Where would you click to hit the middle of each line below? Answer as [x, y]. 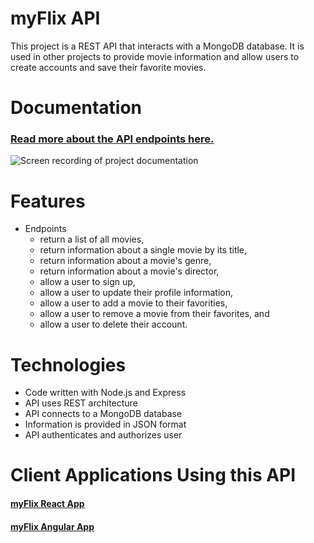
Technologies [68, 364]
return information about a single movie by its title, [143, 250]
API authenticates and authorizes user [103, 435]
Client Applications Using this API [153, 475]
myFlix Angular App [52, 526]
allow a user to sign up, [87, 282]
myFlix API [55, 18]
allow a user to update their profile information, [136, 293]
